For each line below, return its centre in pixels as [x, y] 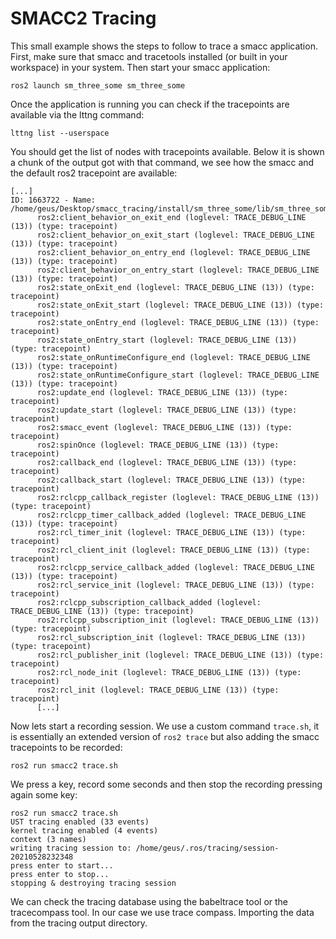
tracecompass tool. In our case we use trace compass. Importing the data [162, 912]
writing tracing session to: [71, 848]
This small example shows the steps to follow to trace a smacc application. [164, 46]
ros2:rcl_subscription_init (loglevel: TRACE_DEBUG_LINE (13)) [171, 637]
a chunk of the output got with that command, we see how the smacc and [162, 162]
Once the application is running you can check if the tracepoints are [150, 104]
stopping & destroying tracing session [93, 883]
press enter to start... [62, 865]
